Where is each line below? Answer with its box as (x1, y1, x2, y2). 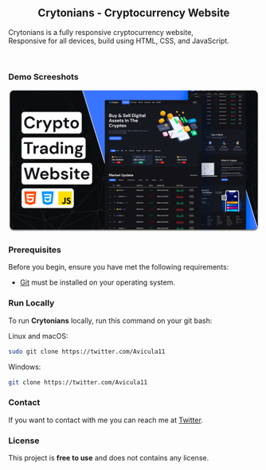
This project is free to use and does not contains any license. (8, 453, 209, 462)
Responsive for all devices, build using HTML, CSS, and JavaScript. (8, 36, 229, 45)
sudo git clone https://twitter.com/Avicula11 (8, 348, 166, 355)
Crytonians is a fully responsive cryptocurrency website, (8, 27, 194, 37)
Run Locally (8, 297, 55, 309)
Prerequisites (8, 244, 61, 255)
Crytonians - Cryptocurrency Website (37, 6, 230, 20)
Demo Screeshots (8, 71, 79, 82)
